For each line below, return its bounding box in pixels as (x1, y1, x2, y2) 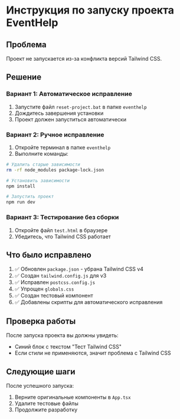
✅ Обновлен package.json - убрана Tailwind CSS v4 (14, 266, 143, 273)
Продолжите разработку (14, 406, 78, 413)
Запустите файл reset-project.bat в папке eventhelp (14, 103, 147, 110)
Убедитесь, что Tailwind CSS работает (14, 233, 111, 240)
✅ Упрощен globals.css (14, 285, 74, 292)
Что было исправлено (6, 250, 91, 260)
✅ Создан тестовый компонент (14, 292, 93, 299)
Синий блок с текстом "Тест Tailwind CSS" (14, 343, 122, 351)
